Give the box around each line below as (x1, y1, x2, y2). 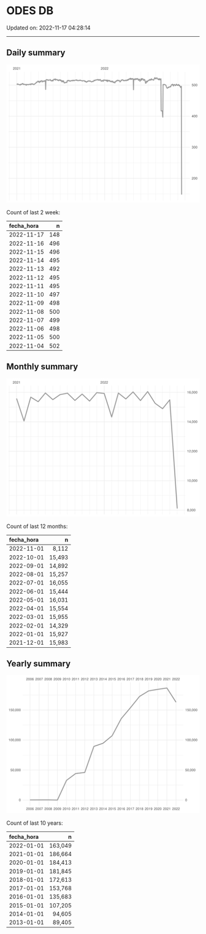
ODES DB (6, 4, 54, 18)
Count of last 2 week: (6, 208, 61, 216)
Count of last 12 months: (6, 523, 68, 530)
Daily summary (6, 47, 66, 58)
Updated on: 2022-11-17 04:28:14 (6, 24, 91, 31)
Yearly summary (6, 658, 71, 669)
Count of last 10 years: (6, 819, 63, 827)
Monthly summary (6, 362, 78, 372)
